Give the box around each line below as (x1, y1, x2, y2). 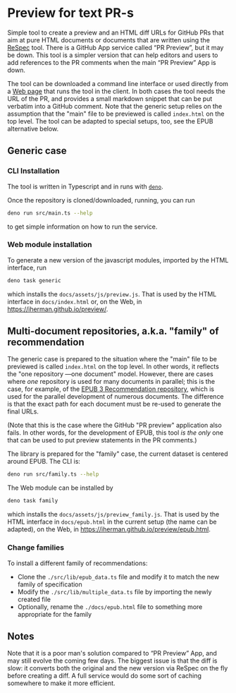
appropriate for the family (17, 610, 92, 618)
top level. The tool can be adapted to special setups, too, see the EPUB (7, 116, 213, 125)
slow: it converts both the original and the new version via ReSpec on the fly (7, 664, 228, 673)
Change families (7, 543, 65, 553)
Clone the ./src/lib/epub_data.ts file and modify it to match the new (17, 572, 220, 581)
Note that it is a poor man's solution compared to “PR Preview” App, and (7, 649, 217, 658)
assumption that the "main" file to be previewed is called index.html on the (7, 109, 225, 118)
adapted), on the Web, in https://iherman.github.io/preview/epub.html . (7, 525, 211, 534)
